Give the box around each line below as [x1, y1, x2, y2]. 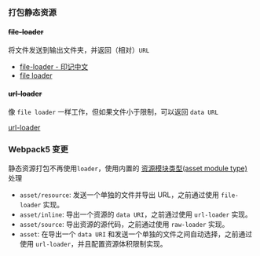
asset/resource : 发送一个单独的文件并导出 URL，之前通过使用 [19, 190, 220, 199]
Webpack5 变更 [8, 144, 69, 155]
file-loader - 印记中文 [19, 62, 89, 71]
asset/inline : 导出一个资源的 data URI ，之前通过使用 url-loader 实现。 [19, 210, 253, 219]
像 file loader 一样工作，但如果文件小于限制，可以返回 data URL [8, 108, 218, 117]
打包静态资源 [8, 6, 57, 17]
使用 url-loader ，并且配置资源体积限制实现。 [19, 239, 167, 248]
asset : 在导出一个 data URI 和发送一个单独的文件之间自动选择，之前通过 [19, 229, 253, 239]
